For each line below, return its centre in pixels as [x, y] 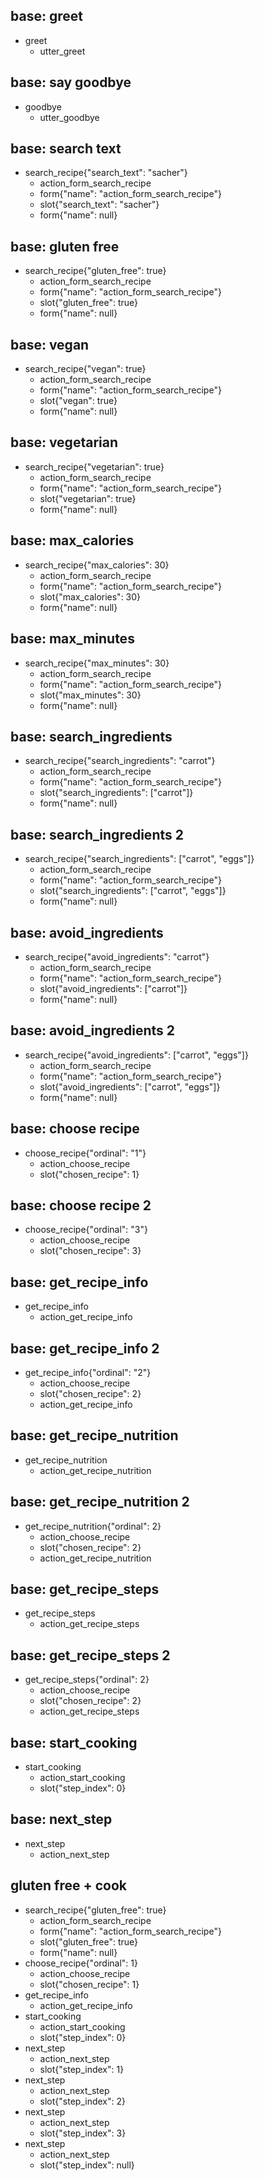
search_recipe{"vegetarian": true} [94, 466]
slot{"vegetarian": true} [88, 498]
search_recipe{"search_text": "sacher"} [106, 173]
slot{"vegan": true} [78, 401]
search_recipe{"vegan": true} [85, 369]
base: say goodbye [71, 82]
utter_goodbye [69, 117]
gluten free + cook [68, 1885]
